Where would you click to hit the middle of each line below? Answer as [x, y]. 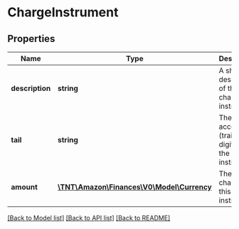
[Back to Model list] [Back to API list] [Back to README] [89, 218]
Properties [31, 39]
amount [24, 187]
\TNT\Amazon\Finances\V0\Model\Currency [134, 187]
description [31, 88]
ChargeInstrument [63, 12]
